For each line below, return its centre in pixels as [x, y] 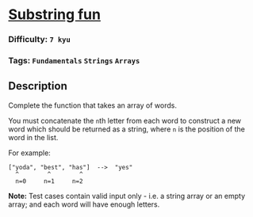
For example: [30, 153]
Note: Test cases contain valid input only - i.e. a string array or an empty [127, 196]
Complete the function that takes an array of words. [92, 105]
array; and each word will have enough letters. [84, 204]
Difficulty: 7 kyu [40, 40]
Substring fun [55, 15]
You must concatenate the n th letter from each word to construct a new [125, 120]
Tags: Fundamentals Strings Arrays [74, 61]
